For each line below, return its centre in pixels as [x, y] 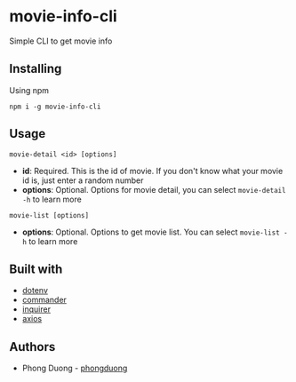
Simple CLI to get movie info [61, 41]
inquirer [36, 309]
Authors [32, 347]
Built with [36, 269]
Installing [36, 69]
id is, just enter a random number [83, 180]
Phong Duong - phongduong [75, 368]
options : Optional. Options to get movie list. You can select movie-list [151, 232]
